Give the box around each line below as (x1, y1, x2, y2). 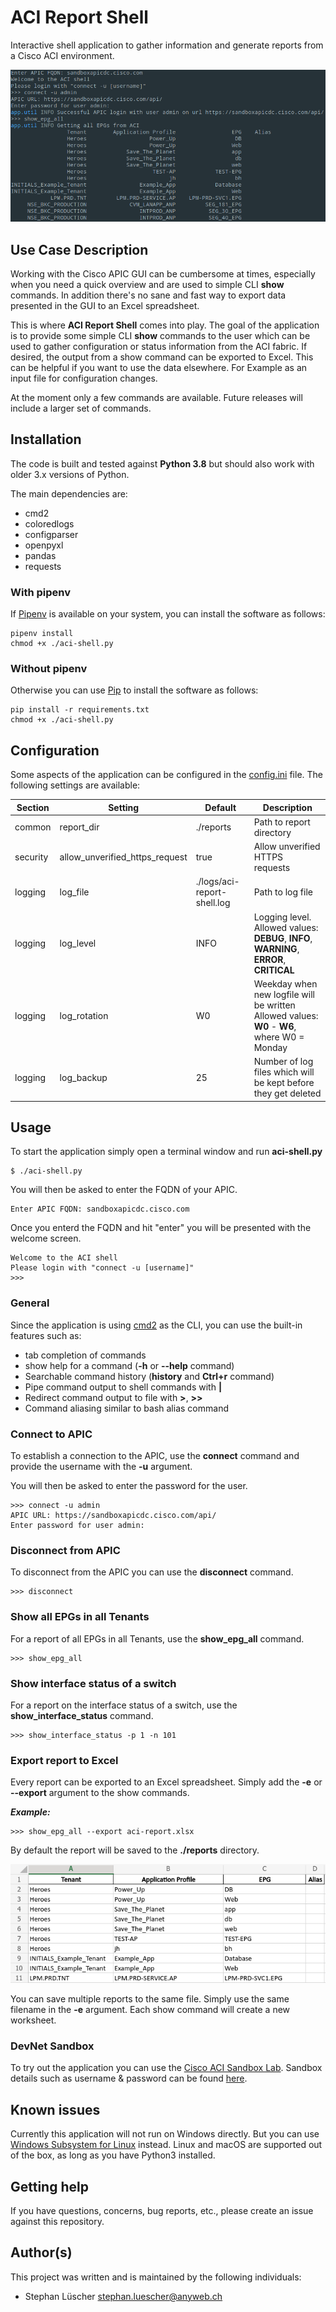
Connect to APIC (10, 1427, 93, 1441)
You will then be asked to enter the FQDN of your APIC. (10, 1184, 238, 1196)
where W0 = (253, 1031, 305, 1043)
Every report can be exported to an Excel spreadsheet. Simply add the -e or (10, 1776, 323, 1788)
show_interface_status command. (10, 1709, 154, 1721)
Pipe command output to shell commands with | (24, 1381, 223, 1393)
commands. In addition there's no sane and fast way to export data (10, 289, 287, 301)
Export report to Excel (10, 1753, 119, 1767)
